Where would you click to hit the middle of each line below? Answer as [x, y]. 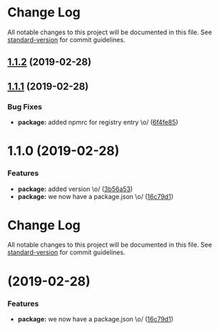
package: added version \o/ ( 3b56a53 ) [75, 189]
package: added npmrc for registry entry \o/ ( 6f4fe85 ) [98, 123]
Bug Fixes [25, 106]
